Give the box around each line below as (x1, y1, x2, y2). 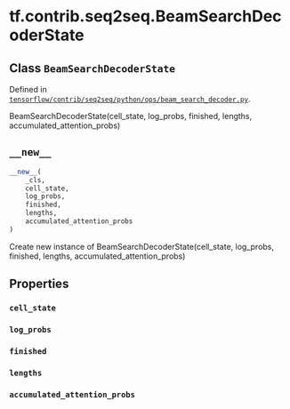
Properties (9, 277, 69, 292)
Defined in (9, 84, 47, 94)
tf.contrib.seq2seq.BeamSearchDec (9, 6, 282, 27)
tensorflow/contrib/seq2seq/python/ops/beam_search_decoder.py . (9, 93, 251, 104)
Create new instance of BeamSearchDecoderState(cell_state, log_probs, (9, 241, 274, 252)
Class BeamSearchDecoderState (9, 60, 176, 76)
